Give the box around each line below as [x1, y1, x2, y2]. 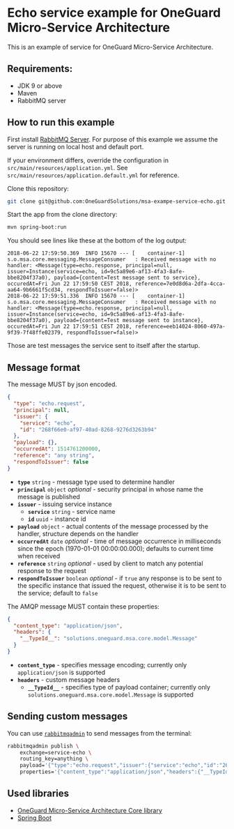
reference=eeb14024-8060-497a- [134, 323, 226, 330]
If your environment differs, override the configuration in [7, 155, 169, 165]
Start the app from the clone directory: [7, 211, 118, 219]
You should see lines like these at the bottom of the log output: [7, 236, 187, 245]
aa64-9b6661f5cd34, [7, 287, 64, 294]
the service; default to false [17, 588, 98, 597]
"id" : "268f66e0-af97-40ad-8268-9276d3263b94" [19, 426, 157, 433]
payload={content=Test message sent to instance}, [54, 317, 204, 324]
